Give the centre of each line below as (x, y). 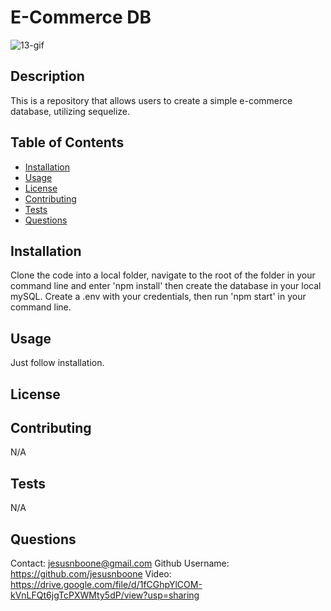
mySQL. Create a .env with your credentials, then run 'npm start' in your (158, 297)
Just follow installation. (57, 363)
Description (47, 76)
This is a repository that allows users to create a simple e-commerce (151, 100)
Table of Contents (67, 142)
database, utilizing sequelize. (70, 111)
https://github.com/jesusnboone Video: (91, 574)
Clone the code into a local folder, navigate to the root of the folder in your (163, 275)
